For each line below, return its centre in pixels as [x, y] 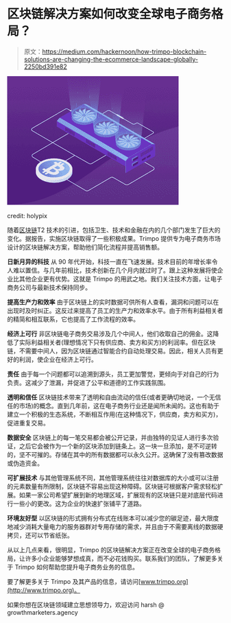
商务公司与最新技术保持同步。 [49, 287]
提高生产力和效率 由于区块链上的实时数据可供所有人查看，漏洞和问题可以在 [113, 302]
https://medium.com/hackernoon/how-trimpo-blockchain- [124, 51]
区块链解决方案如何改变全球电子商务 [109, 14]
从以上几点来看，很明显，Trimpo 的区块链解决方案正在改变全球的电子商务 [111, 550]
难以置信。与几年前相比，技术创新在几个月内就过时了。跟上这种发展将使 [115, 270]
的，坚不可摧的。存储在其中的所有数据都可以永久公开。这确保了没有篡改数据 [115, 454]
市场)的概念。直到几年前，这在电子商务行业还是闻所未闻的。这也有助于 [119, 405]
